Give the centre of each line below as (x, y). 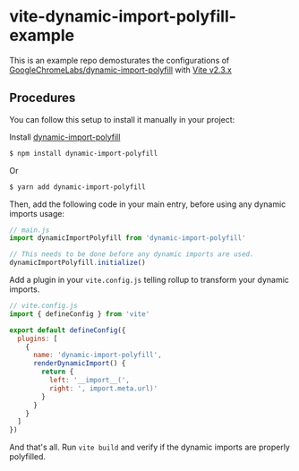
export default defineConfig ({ (68, 330)
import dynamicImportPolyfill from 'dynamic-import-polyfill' (128, 238)
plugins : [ (38, 338)
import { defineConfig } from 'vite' (80, 314)
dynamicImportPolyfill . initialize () (77, 263)
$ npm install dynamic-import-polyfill (84, 153)
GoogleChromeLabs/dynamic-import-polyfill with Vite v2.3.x (121, 70)
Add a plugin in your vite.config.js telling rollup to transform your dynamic (149, 280)
